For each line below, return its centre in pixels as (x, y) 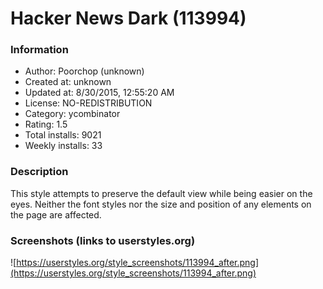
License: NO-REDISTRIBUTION (88, 103)
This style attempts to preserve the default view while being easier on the (161, 193)
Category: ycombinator (72, 114)
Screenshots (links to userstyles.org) (103, 240)
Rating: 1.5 (46, 124)
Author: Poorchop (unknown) (84, 71)
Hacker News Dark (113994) (128, 18)
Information (39, 50)
